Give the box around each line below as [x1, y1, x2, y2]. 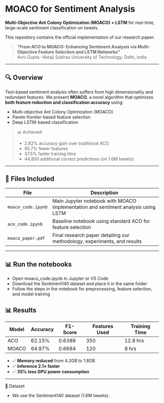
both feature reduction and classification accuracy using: [5, 99, 123, 105]
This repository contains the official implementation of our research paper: [5, 34, 155, 40]
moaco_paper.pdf [7, 235, 45, 241]
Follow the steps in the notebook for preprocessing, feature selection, [12, 286, 152, 292]
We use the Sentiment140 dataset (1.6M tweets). [12, 393, 110, 399]
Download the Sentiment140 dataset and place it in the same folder [12, 281, 147, 287]
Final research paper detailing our [52, 231, 130, 238]
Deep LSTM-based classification [12, 119, 78, 125]
